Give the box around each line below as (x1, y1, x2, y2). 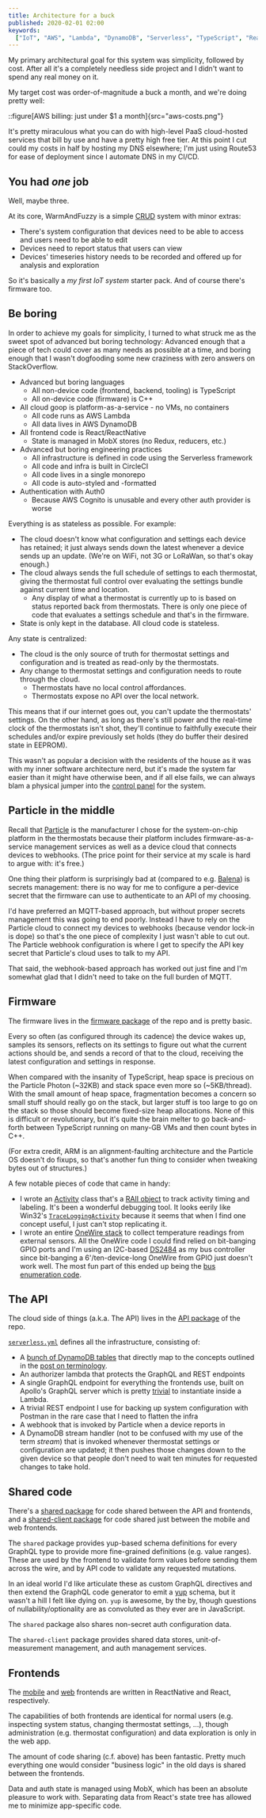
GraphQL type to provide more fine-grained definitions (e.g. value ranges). (8, 1547, 252, 1556)
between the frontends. (8, 1768, 85, 1778)
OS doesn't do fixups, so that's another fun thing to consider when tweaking (8, 1155, 257, 1164)
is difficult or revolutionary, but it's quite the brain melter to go (8, 1114, 211, 1124)
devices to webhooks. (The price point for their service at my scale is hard (8, 850, 251, 860)
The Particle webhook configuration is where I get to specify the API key (8, 940, 244, 949)
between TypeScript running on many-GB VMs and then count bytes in (25, 1122, 257, 1132)
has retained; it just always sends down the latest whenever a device (19, 542, 245, 552)
